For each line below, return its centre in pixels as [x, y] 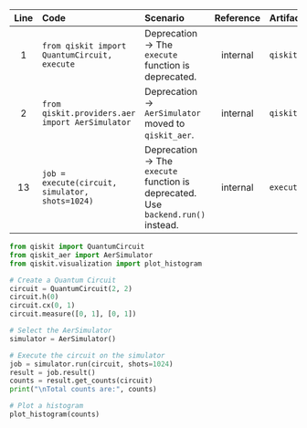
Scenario [164, 18]
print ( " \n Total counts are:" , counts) [83, 390]
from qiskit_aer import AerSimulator [81, 255]
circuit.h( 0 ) [34, 297]
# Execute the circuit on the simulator [88, 355]
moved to [165, 124]
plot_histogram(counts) [55, 414]
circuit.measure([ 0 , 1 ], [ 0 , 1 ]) [73, 314]
